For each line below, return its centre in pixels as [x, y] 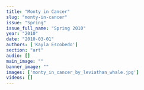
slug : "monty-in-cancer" [37, 17]
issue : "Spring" [26, 22]
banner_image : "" [28, 67]
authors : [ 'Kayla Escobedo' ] [42, 45]
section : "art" [25, 50]
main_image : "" [25, 61]
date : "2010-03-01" [30, 39]
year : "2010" [22, 34]
